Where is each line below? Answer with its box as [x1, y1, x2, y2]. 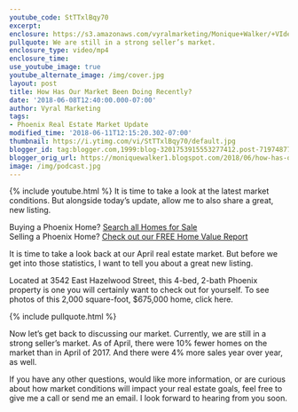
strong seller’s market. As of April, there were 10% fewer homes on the [9, 338, 268, 349]
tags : [9, 112, 29, 121]
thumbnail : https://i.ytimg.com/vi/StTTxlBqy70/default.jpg [9, 137, 237, 146]
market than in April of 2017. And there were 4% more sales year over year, [9, 347, 284, 358]
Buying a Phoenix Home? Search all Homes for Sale [9, 222, 198, 233]
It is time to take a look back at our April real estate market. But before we [9, 249, 278, 259]
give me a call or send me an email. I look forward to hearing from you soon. [9, 392, 288, 404]
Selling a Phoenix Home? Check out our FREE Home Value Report [9, 232, 248, 242]
